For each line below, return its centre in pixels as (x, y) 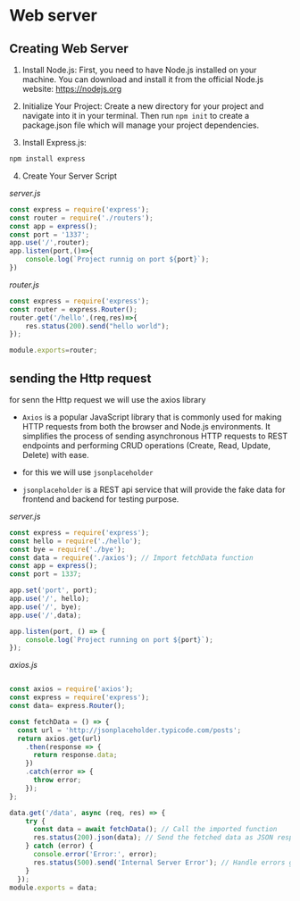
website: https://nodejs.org (72, 89)
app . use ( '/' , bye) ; (46, 607)
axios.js (24, 665)
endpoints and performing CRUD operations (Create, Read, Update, (146, 445)
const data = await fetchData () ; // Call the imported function (155, 830)
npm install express (48, 159)
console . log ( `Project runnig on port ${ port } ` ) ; (117, 260)
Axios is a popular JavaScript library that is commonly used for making (152, 417)
